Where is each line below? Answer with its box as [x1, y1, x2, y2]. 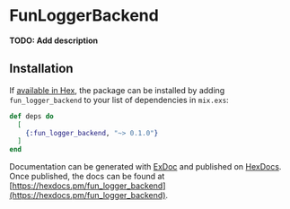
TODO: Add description [9, 35, 99, 46]
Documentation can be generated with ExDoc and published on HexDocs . [9, 161, 282, 172]
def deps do [9, 111, 54, 121]
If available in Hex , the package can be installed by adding [9, 84, 225, 95]
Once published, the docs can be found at [9, 171, 165, 182]
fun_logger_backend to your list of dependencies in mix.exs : [9, 94, 229, 105]
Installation [9, 61, 74, 76]
